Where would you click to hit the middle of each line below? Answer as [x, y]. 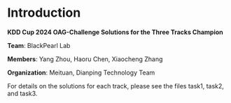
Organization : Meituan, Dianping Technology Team [81, 72]
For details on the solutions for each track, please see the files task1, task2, [115, 86]
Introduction [44, 13]
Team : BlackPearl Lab [39, 45]
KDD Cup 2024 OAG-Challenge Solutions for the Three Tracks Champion [115, 32]
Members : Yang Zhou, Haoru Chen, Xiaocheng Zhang [85, 59]
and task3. [22, 93]
